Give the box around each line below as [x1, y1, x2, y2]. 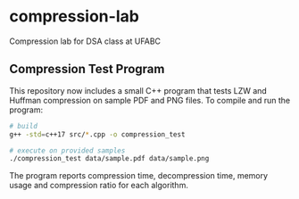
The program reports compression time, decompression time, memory [9, 170, 269, 181]
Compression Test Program [9, 62, 165, 77]
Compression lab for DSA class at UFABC [9, 36, 162, 46]
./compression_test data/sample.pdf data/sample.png [9, 154, 210, 163]
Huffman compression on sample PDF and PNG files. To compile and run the [9, 95, 291, 105]
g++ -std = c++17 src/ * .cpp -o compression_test [9, 129, 186, 139]
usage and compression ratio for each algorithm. [9, 180, 189, 191]
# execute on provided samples [9, 145, 126, 155]
